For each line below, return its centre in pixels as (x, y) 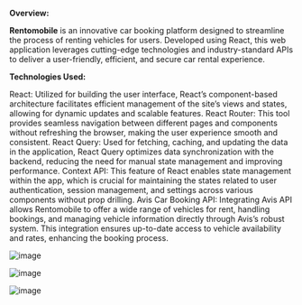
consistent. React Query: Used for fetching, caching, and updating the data (149, 142)
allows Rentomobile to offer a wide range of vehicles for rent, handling (140, 209)
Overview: (29, 13)
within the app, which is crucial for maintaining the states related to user (143, 180)
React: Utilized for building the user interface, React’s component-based (143, 94)
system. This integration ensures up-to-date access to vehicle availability (146, 228)
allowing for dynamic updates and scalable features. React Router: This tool (150, 113)
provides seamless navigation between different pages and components (143, 123)
